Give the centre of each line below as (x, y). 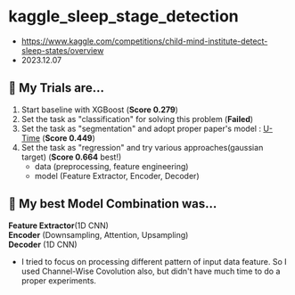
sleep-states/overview (62, 50)
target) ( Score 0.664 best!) (71, 157)
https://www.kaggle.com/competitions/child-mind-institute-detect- (144, 41)
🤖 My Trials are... (56, 88)
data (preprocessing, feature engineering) (111, 166)
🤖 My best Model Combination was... (113, 204)
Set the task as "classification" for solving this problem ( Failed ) (137, 119)
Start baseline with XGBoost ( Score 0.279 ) (100, 110)
